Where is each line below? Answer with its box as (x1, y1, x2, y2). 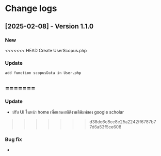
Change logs (5, 3, 57, 14)
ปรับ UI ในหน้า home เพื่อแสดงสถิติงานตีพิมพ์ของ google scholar (12, 109, 124, 115)
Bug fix (5, 136, 22, 142)
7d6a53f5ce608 (89, 124, 122, 129)
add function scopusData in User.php (5, 71, 81, 75)
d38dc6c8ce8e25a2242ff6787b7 (89, 119, 156, 125)
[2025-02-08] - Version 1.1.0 (5, 22, 94, 30)
